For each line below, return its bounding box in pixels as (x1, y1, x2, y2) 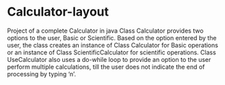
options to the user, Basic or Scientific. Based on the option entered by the (7, 33, 217, 41)
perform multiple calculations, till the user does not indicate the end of (7, 63, 205, 71)
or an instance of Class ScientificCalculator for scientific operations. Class (7, 48, 217, 56)
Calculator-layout (7, 4, 109, 20)
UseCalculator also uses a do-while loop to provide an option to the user (7, 55, 211, 63)
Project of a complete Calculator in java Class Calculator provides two (7, 27, 204, 35)
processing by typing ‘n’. (7, 69, 77, 78)
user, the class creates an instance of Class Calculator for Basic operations (7, 41, 219, 49)
